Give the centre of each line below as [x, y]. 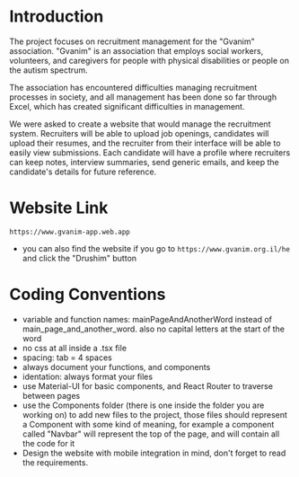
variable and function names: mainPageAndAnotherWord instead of [147, 319]
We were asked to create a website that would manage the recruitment [140, 124]
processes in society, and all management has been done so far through [143, 97]
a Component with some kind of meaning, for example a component [148, 424]
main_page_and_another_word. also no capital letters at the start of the [154, 329]
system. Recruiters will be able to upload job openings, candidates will [139, 133]
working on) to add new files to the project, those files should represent [154, 414]
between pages [51, 395]
